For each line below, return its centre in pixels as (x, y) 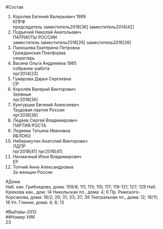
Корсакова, (18, 197)
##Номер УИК (20, 217)
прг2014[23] (25, 73)
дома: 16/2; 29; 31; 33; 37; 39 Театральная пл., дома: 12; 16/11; (94, 197)
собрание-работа (31, 68)
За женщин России (32, 172)
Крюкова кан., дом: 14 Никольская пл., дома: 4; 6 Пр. (61, 192)
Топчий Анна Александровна (43, 167)
